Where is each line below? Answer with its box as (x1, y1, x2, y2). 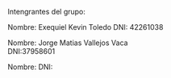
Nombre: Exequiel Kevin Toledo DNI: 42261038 (7, 23, 164, 31)
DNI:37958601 (7, 47, 56, 55)
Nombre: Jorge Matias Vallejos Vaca (7, 38, 128, 47)
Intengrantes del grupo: (7, 7, 86, 16)
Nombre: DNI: (7, 62, 53, 72)
